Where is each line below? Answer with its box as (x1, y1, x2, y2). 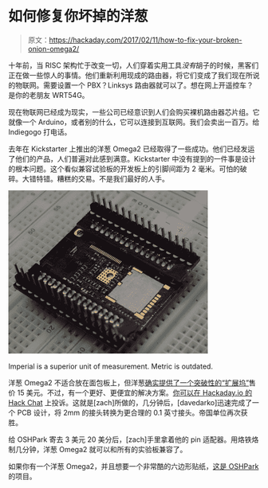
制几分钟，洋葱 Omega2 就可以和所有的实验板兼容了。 (8, 444, 187, 454)
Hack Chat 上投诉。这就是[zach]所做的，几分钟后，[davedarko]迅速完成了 (8, 397, 253, 407)
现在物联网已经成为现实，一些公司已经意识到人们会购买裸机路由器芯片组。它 (8, 107, 260, 116)
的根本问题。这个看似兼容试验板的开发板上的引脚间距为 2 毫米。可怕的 (8, 164, 241, 174)
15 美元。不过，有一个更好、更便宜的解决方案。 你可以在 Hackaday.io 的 (17, 388, 253, 397)
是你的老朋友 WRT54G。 (8, 90, 89, 100)
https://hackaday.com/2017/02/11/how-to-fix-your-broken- (49, 35, 242, 45)
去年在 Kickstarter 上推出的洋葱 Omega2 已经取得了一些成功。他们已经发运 (8, 144, 255, 154)
